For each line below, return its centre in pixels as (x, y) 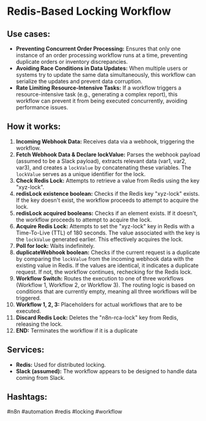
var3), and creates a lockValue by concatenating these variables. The (104, 168)
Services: (26, 350)
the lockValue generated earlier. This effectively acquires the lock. (99, 239)
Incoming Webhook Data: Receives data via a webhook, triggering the (105, 141)
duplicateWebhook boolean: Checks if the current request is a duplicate (108, 252)
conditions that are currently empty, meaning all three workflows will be (106, 291)
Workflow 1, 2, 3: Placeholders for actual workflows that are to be (99, 304)
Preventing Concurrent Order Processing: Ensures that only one (98, 48)
